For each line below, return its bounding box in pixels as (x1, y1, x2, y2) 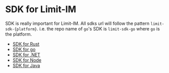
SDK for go (12, 46, 36, 52)
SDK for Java (12, 62, 40, 68)
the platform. (5, 31, 32, 37)
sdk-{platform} (5, 26, 37, 31)
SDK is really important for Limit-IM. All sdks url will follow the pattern (5, 20, 150, 26)
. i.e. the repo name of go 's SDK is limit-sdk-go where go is (37, 25, 160, 31)
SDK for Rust (12, 41, 39, 47)
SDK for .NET (12, 52, 40, 58)
